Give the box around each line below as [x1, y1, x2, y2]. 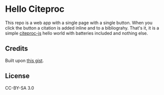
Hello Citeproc [5, 3, 65, 15]
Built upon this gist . [5, 58, 44, 63]
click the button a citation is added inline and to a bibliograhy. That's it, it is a [5, 25, 159, 31]
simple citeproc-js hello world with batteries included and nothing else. [5, 30, 148, 36]
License [5, 72, 30, 80]
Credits [5, 44, 28, 53]
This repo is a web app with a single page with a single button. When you [5, 20, 153, 26]
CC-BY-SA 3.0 [5, 85, 34, 91]
